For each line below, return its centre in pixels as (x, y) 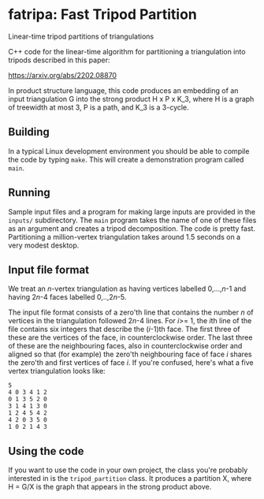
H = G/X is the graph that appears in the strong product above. (110, 487)
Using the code (46, 451)
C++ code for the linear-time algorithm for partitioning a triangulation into (127, 51)
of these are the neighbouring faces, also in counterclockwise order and (125, 346)
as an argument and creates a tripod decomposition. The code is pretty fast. (132, 228)
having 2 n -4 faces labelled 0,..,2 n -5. (67, 297)
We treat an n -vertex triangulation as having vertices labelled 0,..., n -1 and (127, 289)
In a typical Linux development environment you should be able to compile (129, 151)
